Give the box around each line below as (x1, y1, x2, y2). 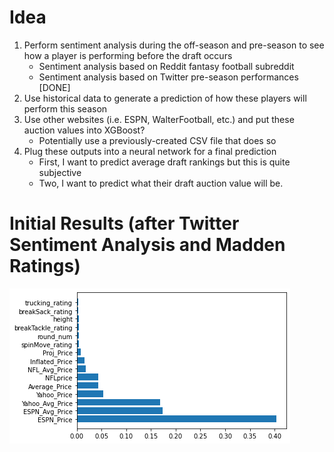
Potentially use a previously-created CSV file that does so (38, 134, 277, 146)
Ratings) (9, 255, 81, 278)
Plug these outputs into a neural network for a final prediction (23, 145, 277, 157)
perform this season (23, 102, 108, 115)
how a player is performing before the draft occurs (23, 49, 233, 61)
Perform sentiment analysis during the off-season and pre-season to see (23, 39, 325, 51)
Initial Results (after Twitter (9, 212, 240, 235)
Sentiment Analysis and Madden (9, 234, 286, 256)
